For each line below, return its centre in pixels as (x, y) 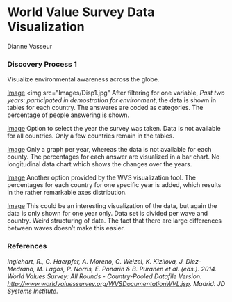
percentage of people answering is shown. (68, 115)
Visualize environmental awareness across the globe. (83, 79)
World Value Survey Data (81, 12)
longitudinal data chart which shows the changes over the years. (100, 164)
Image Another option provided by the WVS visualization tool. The (102, 177)
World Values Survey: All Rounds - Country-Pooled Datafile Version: (105, 276)
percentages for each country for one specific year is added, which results (114, 185)
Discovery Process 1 (42, 64)
